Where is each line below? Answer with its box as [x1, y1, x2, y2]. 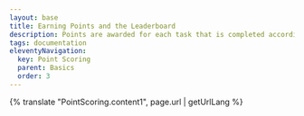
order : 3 [17, 72, 51, 81]
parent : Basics [17, 64, 75, 73]
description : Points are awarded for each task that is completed [9, 30, 265, 39]
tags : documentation [9, 38, 88, 48]
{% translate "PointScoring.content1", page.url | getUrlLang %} [9, 96, 244, 107]
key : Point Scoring [17, 55, 91, 64]
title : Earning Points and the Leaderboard [9, 22, 176, 31]
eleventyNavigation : [9, 47, 88, 56]
